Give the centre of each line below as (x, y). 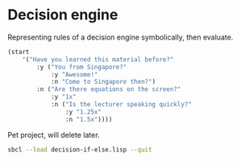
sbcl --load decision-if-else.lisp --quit (80, 150)
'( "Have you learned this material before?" (98, 59)
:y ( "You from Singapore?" (82, 67)
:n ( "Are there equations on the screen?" (109, 89)
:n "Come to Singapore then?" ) (103, 82)
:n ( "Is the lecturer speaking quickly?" (121, 105)
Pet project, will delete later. (54, 135)
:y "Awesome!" (74, 74)
